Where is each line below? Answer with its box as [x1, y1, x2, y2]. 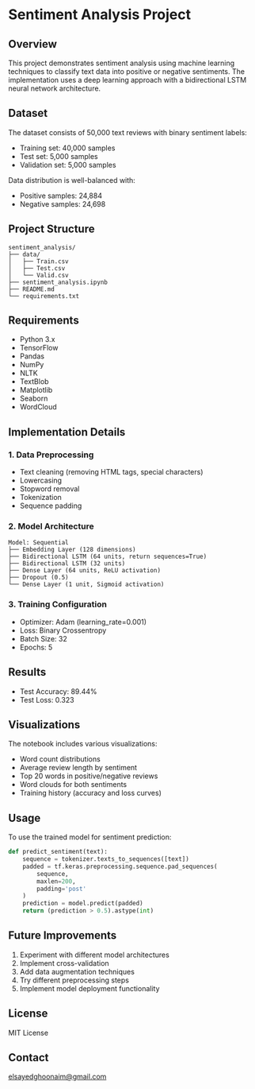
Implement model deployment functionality [19, 983, 160, 993]
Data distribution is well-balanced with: [8, 175, 136, 184]
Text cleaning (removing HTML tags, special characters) [19, 467, 204, 477]
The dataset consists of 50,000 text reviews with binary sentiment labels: [8, 127, 247, 137]
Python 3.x [19, 335, 55, 344]
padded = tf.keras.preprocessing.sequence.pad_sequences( [22, 862, 218, 870]
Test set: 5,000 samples [19, 151, 98, 161]
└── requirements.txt [8, 292, 80, 300]
